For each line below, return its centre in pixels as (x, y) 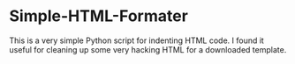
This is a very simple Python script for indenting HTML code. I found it (137, 40)
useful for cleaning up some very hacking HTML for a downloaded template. (148, 49)
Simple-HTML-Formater (98, 16)
